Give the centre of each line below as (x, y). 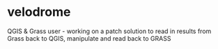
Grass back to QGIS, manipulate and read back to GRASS (89, 38)
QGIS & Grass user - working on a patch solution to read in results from (109, 31)
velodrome (39, 12)
